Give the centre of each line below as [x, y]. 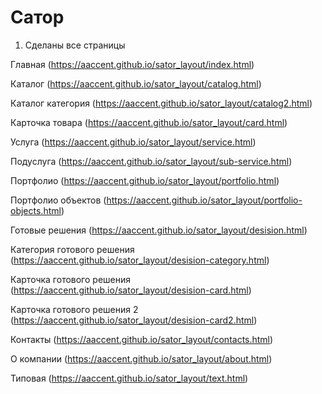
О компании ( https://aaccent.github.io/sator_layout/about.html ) [141, 358]
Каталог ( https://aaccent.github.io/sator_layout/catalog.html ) [136, 83]
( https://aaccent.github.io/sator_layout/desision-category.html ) [140, 260]
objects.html [36, 210]
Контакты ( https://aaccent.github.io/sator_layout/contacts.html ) [142, 339]
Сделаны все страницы [75, 45]
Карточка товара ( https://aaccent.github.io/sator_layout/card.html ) [149, 122]
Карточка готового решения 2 [74, 309]
